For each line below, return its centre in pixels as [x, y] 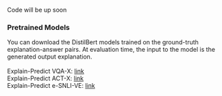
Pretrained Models [39, 27]
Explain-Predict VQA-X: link [46, 71]
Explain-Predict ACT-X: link [46, 78]
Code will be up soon [37, 10]
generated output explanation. [50, 57]
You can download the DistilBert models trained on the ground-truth [103, 42]
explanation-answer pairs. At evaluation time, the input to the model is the [111, 50]
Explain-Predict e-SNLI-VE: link [51, 86]
